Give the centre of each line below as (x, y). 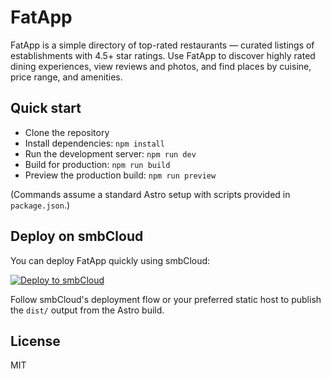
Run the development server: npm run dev (110, 153)
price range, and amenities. (66, 77)
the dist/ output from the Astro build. (87, 310)
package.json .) (40, 205)
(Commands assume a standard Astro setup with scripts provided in (150, 194)
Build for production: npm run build (97, 164)
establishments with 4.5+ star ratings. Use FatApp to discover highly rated (163, 55)
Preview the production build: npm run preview (120, 175)
